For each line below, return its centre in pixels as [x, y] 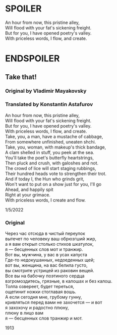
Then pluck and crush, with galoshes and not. [52, 163]
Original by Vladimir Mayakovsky [46, 91]
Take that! [21, 77]
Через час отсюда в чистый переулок [45, 234]
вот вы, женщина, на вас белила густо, [46, 265]
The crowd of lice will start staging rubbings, [51, 168]
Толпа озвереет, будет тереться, [40, 287]
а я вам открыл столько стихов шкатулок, [50, 244]
